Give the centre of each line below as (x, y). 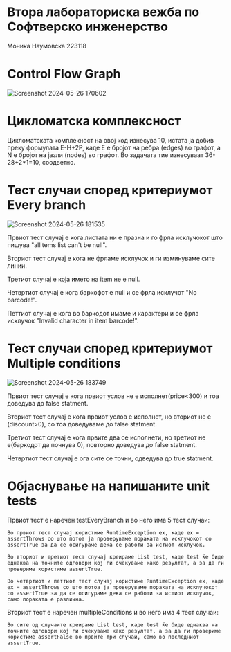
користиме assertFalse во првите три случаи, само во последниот (103, 637)
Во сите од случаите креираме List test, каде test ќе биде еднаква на (112, 625)
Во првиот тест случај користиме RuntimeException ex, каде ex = (103, 533)
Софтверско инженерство (87, 27)
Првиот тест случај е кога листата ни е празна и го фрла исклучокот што (115, 237)
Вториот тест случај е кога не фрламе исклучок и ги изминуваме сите (111, 258)
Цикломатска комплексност (94, 121)
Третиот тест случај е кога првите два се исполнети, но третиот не (107, 437)
